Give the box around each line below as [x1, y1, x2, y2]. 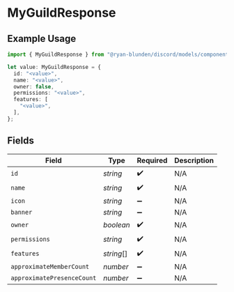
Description [173, 155, 214, 165]
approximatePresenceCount [10, 274, 97, 282]
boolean [103, 220, 130, 230]
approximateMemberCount [10, 263, 90, 270]
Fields [7, 135, 35, 147]
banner [10, 208, 33, 216]
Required [136, 155, 168, 165]
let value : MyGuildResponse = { [7, 63, 101, 70]
